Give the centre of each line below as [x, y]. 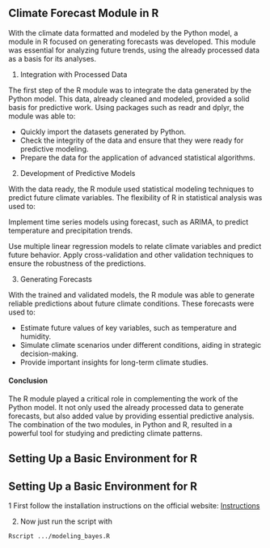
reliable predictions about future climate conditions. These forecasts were [131, 303]
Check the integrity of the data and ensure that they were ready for [132, 140]
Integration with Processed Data [74, 74]
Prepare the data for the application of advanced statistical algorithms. [137, 157]
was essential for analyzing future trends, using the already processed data [134, 50]
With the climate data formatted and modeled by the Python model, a [123, 32]
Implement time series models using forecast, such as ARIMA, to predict [129, 221]
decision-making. [49, 353]
